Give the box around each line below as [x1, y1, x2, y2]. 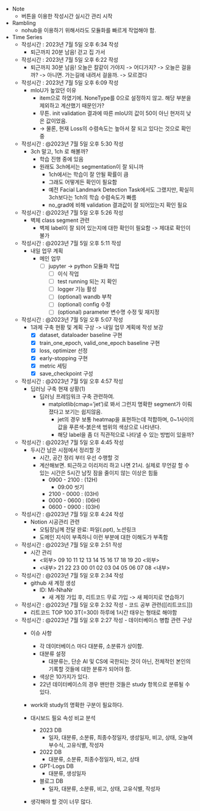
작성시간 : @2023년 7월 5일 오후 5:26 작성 [21, 209, 124, 216]
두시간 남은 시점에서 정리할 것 [30, 446, 101, 453]
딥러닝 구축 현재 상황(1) [30, 385, 86, 392]
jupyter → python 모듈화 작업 [48, 262, 120, 270]
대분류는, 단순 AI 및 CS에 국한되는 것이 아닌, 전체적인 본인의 [48, 657, 191, 665]
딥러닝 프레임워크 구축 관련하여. [39, 393, 115, 400]
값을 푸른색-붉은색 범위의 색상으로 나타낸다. [57, 423, 162, 431]
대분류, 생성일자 [48, 769, 87, 777]
